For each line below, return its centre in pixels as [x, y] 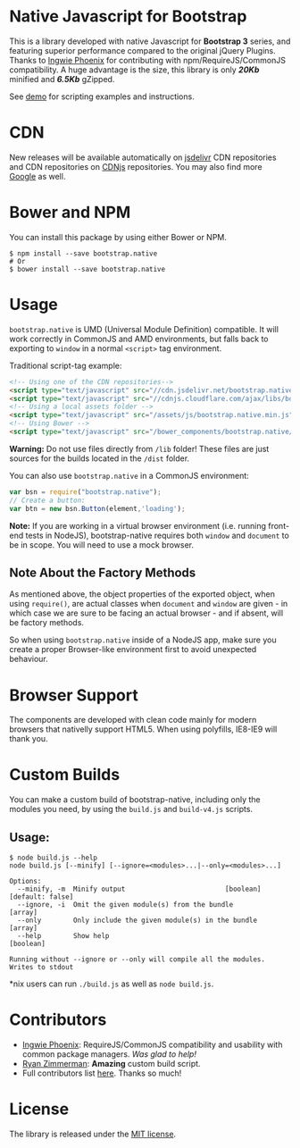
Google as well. [37, 176]
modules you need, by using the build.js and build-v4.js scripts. [131, 809]
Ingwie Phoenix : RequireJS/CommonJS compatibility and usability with [152, 1044]
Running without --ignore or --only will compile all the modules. [137, 959]
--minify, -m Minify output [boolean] [139, 889]
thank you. [29, 739]
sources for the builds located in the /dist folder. [100, 458]
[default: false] [42, 897]
